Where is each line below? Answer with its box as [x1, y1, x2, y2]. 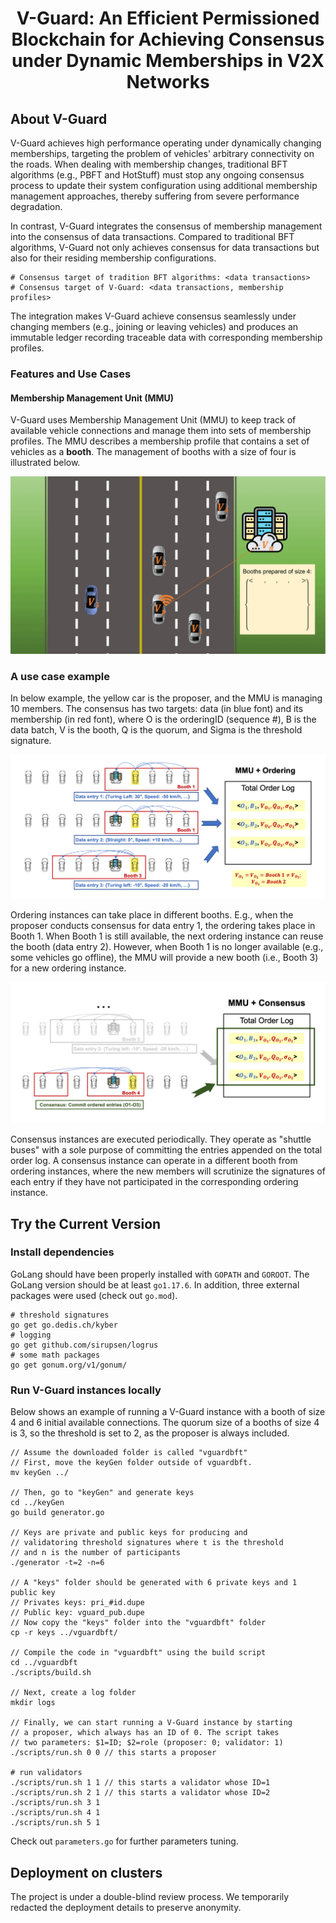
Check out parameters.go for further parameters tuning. [10, 1835, 239, 1847]
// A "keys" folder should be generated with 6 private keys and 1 [10, 1578, 298, 1588]
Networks [126, 71, 210, 94]
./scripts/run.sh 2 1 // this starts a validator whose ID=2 [10, 1788, 271, 1798]
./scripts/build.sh [10, 1668, 92, 1678]
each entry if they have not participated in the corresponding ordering [10, 1176, 299, 1188]
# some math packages [10, 1350, 101, 1360]
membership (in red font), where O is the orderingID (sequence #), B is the [10, 713, 317, 725]
